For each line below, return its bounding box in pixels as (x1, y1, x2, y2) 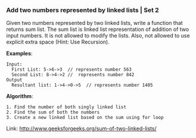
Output (6, 77, 23, 83)
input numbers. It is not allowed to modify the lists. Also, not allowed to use (6, 32, 190, 39)
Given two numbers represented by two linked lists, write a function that (6, 20, 183, 27)
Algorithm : (6, 93, 33, 100)
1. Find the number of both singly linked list (6, 104, 127, 110)
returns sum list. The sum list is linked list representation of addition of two (6, 26, 189, 33)
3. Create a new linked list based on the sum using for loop (6, 115, 164, 121)
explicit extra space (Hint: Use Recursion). (6, 39, 110, 46)
